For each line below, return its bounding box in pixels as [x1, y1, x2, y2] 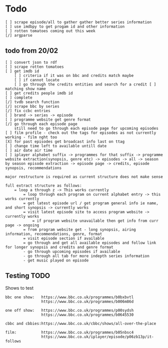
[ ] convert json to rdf [5, 60, 57, 65]
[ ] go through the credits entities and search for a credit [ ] [14, 81, 156, 87]
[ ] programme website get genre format [5, 117, 92, 122]
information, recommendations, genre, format [5, 231, 102, 236]
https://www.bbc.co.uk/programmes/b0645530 [41, 312, 134, 317]
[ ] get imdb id [5, 68, 39, 73]
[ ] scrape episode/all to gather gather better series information [5, 20, 152, 25]
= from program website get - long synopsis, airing [23, 227, 136, 232]
